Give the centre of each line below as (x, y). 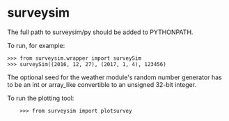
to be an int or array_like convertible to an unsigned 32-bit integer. (102, 84)
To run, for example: (36, 45)
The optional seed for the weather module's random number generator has (114, 77)
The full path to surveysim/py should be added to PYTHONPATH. (100, 32)
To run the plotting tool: (41, 98)
